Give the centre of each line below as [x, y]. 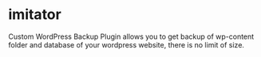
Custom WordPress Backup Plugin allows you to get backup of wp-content [131, 36]
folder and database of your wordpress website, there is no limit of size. [127, 44]
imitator [35, 15]
